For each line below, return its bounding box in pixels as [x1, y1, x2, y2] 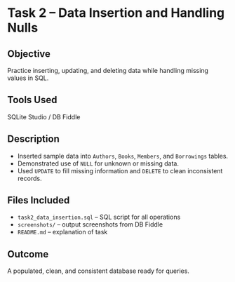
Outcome [7, 248, 49, 260]
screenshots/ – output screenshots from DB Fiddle [17, 220, 163, 229]
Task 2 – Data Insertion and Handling [7, 5, 225, 21]
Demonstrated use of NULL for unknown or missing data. [17, 159, 179, 168]
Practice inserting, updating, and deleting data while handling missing [7, 67, 209, 74]
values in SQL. [7, 74, 49, 82]
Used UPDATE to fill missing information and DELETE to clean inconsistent [17, 166, 223, 175]
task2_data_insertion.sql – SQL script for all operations [17, 213, 181, 222]
